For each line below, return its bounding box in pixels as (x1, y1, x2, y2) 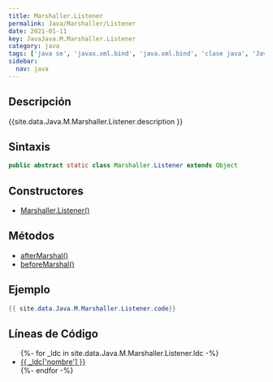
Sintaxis (8, 140, 51, 154)
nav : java (15, 65, 49, 73)
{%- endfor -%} (19, 366, 74, 375)
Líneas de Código (8, 327, 99, 341)
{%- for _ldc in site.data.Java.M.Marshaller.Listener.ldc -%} (19, 349, 219, 358)
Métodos (8, 229, 55, 243)
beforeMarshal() (19, 259, 75, 269)
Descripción (8, 95, 71, 109)
